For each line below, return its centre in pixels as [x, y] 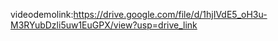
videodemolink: [42, 14]
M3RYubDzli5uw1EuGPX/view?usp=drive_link [104, 25]
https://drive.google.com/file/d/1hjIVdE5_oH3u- [170, 14]
